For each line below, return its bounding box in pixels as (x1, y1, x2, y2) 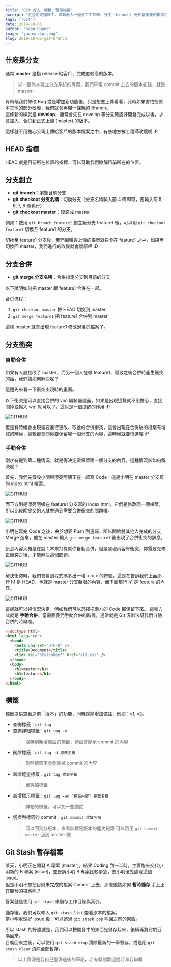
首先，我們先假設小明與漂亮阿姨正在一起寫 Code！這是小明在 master (5, 474, 150, 480)
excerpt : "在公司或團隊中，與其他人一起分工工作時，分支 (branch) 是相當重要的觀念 (5, 12, 164, 17)
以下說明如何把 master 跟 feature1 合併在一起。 (5, 285, 104, 291)
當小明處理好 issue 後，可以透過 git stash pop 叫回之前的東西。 (5, 916, 140, 922)
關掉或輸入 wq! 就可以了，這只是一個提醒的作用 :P (5, 403, 110, 410)
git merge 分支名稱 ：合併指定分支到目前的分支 (12, 274, 110, 280)
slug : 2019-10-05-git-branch (5, 36, 67, 41)
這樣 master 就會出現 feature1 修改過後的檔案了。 (5, 324, 108, 330)
